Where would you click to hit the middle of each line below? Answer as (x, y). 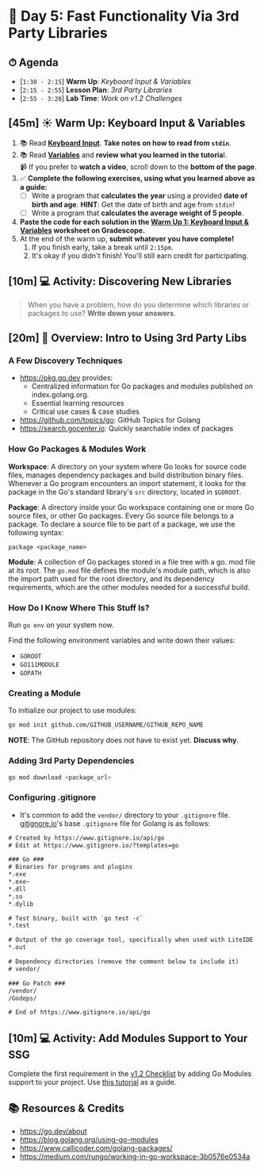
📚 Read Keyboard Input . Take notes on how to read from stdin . (125, 143)
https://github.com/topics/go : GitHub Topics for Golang (110, 420)
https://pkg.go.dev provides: (66, 378)
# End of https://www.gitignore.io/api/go (79, 1013)
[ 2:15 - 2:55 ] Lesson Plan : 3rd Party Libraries (96, 90)
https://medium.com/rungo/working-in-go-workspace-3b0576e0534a (135, 1156)
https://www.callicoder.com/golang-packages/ (96, 1148)
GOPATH (31, 673)
